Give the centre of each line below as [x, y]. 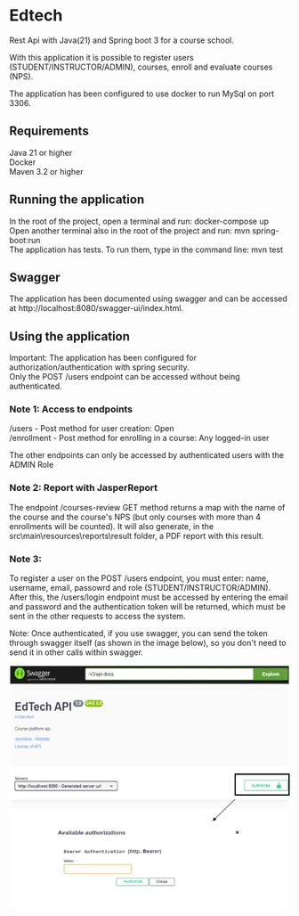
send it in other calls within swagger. [77, 652]
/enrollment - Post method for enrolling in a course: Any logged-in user [139, 438]
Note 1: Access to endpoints [71, 409]
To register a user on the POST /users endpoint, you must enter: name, [139, 578]
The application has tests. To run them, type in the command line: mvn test [146, 249]
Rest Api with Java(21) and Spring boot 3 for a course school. [121, 40]
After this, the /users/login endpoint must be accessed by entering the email [149, 597]
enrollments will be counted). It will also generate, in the [112, 526]
